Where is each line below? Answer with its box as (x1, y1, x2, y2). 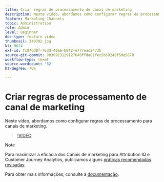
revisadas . (5, 162, 26, 167)
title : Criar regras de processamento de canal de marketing (5, 7, 132, 12)
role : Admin (5, 25, 29, 30)
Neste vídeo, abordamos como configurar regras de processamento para (5, 118, 152, 123)
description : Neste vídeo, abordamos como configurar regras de (5, 12, 139, 17)
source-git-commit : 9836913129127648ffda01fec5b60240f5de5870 (5, 52, 134, 58)
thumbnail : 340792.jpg (5, 39, 51, 44)
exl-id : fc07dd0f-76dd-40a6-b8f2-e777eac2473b (5, 48, 102, 53)
